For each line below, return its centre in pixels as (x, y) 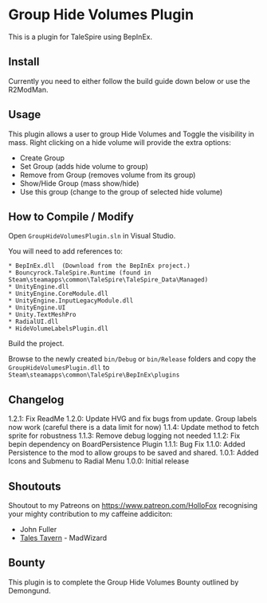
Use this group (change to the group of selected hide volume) (121, 191)
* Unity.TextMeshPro (43, 315)
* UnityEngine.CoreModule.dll (59, 294)
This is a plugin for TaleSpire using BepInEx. (80, 37)
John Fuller (38, 529)
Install (24, 62)
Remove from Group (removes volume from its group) (108, 175)
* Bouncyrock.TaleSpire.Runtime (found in (80, 273)
